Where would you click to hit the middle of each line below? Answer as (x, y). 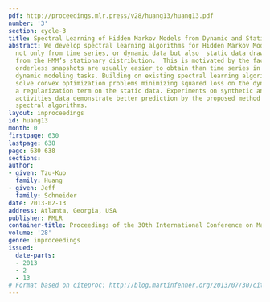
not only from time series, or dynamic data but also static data (131, 53)
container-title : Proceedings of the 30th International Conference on (131, 225)
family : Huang (39, 181)
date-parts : (36, 255)
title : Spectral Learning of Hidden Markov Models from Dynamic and (125, 38)
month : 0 (23, 128)
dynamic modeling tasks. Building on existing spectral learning (127, 76)
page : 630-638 (32, 151)
